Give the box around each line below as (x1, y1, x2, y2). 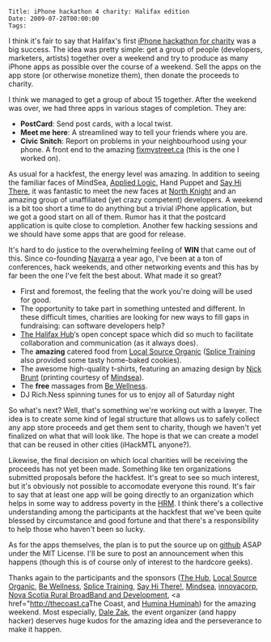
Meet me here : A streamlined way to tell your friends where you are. (19, 128, 248, 137)
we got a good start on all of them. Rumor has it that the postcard (8, 212, 227, 222)
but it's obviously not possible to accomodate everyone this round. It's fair (8, 482, 256, 491)
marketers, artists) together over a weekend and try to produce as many (8, 53, 249, 62)
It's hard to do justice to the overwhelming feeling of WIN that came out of (8, 245, 256, 254)
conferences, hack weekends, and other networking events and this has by (8, 262, 259, 271)
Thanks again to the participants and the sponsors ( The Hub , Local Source (8, 573, 257, 582)
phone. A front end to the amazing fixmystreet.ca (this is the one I (19, 145, 239, 154)
